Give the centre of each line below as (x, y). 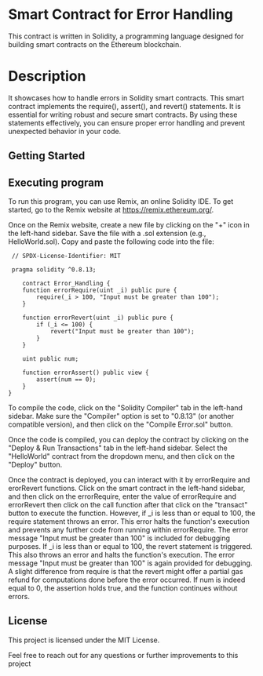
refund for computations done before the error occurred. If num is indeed (127, 580)
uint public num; (51, 359)
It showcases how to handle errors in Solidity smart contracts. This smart (126, 98)
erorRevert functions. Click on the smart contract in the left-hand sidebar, (127, 489)
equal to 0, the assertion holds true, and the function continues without (123, 588)
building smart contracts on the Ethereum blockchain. (95, 44)
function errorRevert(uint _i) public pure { (98, 318)
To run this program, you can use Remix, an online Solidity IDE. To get (121, 202)
